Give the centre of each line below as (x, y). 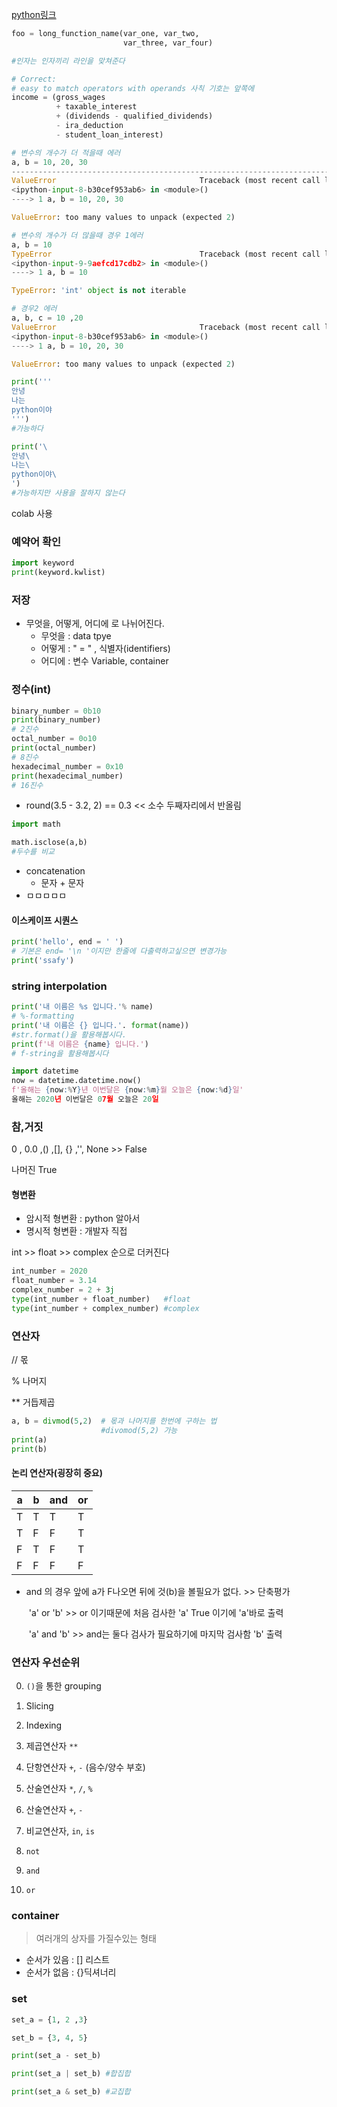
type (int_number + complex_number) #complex (105, 1308)
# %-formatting (43, 1016)
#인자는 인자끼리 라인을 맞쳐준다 (68, 61)
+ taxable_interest (96, 107)
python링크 (34, 14)
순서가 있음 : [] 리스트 (67, 1960)
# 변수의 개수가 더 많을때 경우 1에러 (77, 235)
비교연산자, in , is (60, 1831)
